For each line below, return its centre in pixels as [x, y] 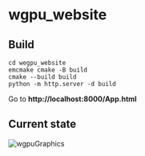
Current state [42, 124]
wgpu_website [58, 15]
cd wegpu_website [37, 63]
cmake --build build [43, 77]
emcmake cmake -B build [48, 70]
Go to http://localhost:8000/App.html [73, 99]
